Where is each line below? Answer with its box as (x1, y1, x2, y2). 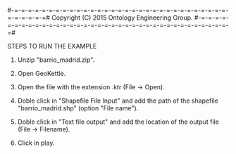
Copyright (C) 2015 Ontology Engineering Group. (51, 13, 193, 22)
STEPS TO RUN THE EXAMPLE (7, 42, 97, 50)
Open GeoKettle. (17, 70, 66, 77)
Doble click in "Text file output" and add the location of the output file (17, 117, 220, 126)
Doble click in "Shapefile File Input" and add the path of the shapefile (17, 96, 218, 105)
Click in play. (17, 139, 55, 147)
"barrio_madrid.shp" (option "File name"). (17, 104, 139, 112)
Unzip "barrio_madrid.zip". (17, 56, 95, 64)
